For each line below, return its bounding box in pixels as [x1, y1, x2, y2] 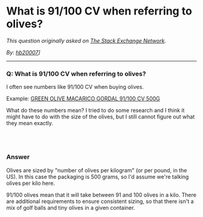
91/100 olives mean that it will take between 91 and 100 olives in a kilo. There [6, 191, 196, 198]
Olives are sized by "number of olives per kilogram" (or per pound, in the [6, 166, 187, 173]
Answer [6, 153, 30, 161]
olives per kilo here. [6, 180, 56, 187]
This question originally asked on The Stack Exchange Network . [6, 37, 166, 44]
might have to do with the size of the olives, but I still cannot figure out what [6, 113, 195, 120]
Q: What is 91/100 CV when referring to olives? [6, 70, 146, 78]
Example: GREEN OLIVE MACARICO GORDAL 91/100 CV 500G [6, 95, 160, 102]
